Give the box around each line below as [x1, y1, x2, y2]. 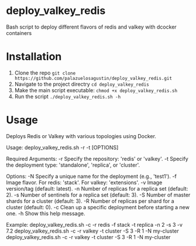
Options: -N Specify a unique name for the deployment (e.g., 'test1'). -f [6, 173, 177, 180]
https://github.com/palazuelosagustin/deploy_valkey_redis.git [14, 75, 173, 81]
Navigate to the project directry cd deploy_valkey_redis [14, 80, 149, 87]
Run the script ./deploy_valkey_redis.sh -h [14, 93, 121, 100]
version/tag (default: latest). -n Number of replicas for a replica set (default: [6, 185, 188, 192]
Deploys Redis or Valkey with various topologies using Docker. [6, 132, 157, 139]
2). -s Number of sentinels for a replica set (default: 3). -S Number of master [6, 191, 191, 198]
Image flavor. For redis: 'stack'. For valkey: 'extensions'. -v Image [6, 179, 163, 186]
